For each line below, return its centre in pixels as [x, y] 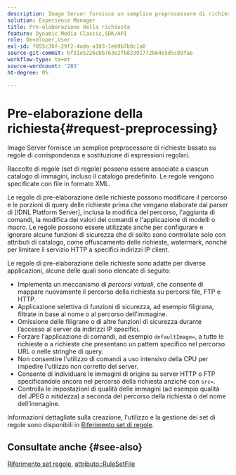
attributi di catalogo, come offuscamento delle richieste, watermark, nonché [117, 242]
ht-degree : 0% [28, 72]
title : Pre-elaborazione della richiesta [69, 27]
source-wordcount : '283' [44, 66]
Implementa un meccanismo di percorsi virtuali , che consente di [110, 285]
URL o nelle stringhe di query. [60, 351]
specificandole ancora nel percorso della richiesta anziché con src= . [116, 382]
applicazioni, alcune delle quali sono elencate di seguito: [89, 271]
